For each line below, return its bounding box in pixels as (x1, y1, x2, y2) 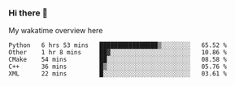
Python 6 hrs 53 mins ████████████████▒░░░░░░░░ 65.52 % (8, 41, 228, 49)
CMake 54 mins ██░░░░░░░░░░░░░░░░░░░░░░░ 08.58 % (8, 56, 228, 64)
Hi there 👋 (8, 7, 49, 19)
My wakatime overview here (8, 26, 103, 36)
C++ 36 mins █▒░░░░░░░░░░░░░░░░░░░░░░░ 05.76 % (8, 62, 228, 71)
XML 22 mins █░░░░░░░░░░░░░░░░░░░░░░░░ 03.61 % (8, 70, 228, 78)
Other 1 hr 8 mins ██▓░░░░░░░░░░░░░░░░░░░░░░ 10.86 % (8, 49, 228, 57)
